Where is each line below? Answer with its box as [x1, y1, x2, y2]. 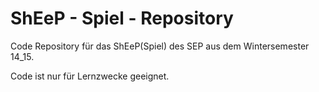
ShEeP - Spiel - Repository [10, 7, 234, 30]
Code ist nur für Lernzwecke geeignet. [10, 70, 170, 82]
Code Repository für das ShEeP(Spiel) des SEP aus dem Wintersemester [10, 40, 310, 52]
